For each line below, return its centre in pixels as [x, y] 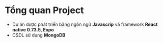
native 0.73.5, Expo [33, 29]
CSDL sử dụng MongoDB [39, 35]
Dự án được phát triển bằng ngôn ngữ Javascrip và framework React [85, 24]
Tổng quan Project [44, 10]
